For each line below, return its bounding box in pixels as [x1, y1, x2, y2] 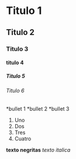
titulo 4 [6, 59, 24, 66]
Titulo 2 [6, 27, 35, 37]
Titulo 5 [6, 72, 25, 79]
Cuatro [14, 135, 32, 142]
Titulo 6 [6, 87, 25, 94]
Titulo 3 [6, 45, 29, 53]
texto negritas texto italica [6, 146, 71, 153]
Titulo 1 [6, 4, 42, 17]
